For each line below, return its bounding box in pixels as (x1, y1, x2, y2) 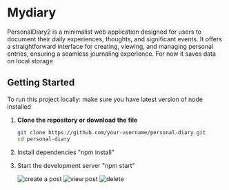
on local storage (7, 56, 53, 65)
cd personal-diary (17, 136, 70, 142)
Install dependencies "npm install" (17, 148, 115, 156)
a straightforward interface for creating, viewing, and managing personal (7, 42, 214, 50)
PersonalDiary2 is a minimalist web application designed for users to (7, 28, 202, 36)
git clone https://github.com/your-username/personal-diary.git (17, 129, 206, 136)
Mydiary (7, 5, 57, 21)
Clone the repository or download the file (17, 116, 138, 124)
